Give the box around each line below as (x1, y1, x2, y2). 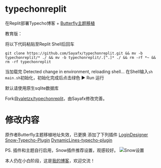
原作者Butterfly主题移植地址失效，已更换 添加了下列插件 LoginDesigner (5, 131, 148, 138)
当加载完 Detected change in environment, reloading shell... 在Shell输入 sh (5, 69, 153, 74)
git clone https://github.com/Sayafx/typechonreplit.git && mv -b (5, 50, 143, 56)
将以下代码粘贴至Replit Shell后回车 (5, 41, 75, 47)
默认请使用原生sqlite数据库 (5, 85, 59, 91)
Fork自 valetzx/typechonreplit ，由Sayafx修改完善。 (5, 96, 107, 101)
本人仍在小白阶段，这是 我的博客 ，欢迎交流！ (5, 158, 95, 164)
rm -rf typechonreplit (5, 59, 51, 64)
